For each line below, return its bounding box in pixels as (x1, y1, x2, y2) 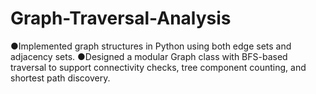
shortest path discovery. (10, 72, 111, 84)
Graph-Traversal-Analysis (10, 7, 232, 30)
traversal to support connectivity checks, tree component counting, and (10, 61, 307, 73)
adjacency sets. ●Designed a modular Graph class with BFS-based (10, 50, 288, 62)
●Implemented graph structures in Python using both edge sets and (10, 40, 292, 52)
